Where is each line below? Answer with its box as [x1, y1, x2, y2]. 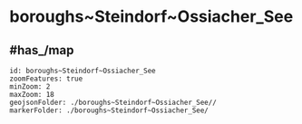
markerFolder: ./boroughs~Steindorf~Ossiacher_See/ [9, 106, 209, 115]
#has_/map [9, 43, 74, 58]
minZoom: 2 [9, 82, 51, 91]
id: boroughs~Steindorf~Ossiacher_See [9, 66, 156, 75]
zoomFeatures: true [9, 74, 83, 83]
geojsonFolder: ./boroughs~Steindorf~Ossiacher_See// [9, 98, 218, 107]
